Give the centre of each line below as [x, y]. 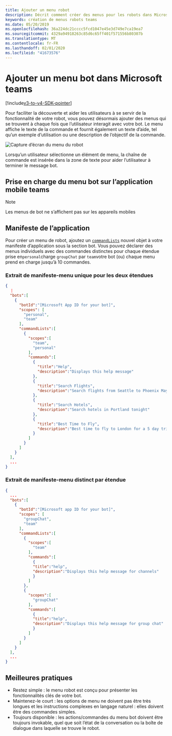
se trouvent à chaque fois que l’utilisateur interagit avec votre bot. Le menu [84, 124]
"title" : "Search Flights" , [66, 386]
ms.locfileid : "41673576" [33, 53]
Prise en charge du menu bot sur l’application [79, 181]
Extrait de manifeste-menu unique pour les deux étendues [79, 275]
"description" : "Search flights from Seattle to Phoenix [98, 391]
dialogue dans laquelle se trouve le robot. [56, 728]
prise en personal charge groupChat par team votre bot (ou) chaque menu [80, 257]
